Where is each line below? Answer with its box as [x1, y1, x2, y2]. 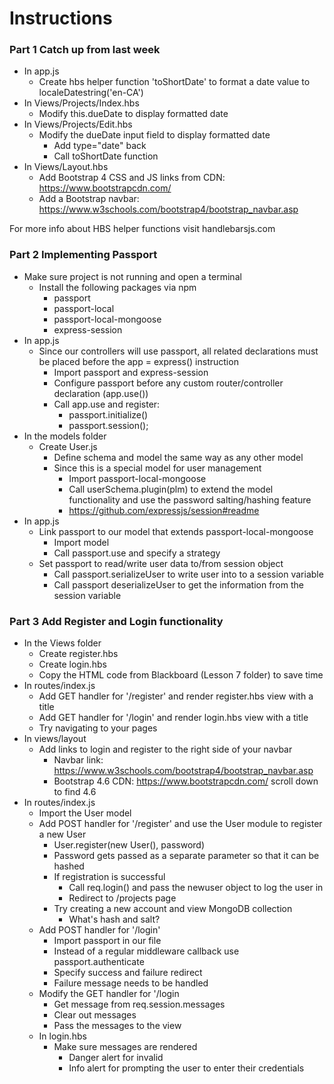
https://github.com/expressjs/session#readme [68, 504, 260, 516]
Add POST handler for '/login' [38, 924, 161, 936]
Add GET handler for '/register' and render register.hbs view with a [38, 690, 314, 702]
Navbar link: [53, 754, 104, 766]
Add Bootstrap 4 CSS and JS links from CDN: [38, 172, 226, 184]
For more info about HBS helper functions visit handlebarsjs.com [9, 223, 276, 235]
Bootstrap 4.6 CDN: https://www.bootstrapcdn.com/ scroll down [53, 775, 319, 787]
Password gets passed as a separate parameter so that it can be [53, 850, 320, 862]
